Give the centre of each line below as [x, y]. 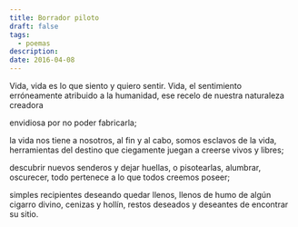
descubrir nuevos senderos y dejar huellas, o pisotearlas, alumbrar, [135, 168]
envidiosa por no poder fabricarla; [73, 123]
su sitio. [24, 214]
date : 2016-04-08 [42, 60]
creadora [26, 105]
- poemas [34, 43]
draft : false [34, 26]
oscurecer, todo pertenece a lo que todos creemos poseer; [120, 177]
